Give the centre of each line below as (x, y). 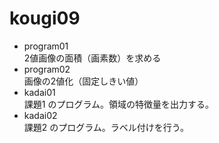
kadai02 (40, 115)
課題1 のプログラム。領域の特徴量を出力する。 (119, 104)
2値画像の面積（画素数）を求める (92, 58)
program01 (46, 46)
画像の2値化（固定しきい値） (83, 81)
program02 (47, 69)
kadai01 (39, 92)
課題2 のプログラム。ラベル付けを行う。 (106, 127)
